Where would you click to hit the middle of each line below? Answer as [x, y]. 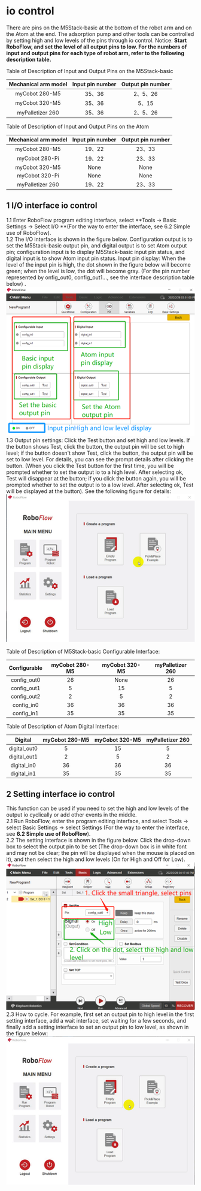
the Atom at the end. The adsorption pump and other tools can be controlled [100, 34]
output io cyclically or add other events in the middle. [71, 815]
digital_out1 [23, 757]
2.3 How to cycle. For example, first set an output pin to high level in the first [100, 1014]
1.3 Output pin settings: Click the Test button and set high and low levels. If [98, 440]
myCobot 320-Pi [38, 176]
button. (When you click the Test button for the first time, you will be [90, 466]
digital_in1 [23, 773]
